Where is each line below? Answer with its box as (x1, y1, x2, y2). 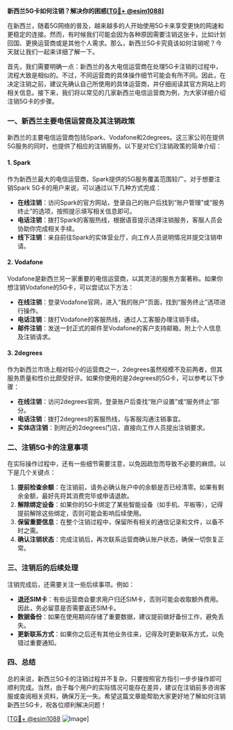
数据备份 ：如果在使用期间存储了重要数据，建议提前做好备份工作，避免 (17, 612, 218, 621)
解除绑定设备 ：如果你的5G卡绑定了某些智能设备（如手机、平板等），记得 (17, 501, 223, 509)
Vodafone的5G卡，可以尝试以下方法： (25, 283, 135, 291)
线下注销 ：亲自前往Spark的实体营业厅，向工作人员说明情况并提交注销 (17, 233, 217, 241)
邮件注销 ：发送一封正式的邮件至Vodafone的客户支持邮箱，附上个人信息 (17, 323, 222, 332)
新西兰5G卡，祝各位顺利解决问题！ (7, 700, 107, 708)
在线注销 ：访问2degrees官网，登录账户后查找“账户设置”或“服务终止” (17, 397, 214, 405)
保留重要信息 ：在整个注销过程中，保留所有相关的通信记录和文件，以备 (17, 518, 218, 526)
